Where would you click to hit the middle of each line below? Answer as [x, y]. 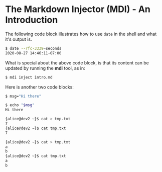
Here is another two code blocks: [40, 87]
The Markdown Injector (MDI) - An [78, 9]
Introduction [32, 20]
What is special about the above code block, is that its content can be [77, 63]
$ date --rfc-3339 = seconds [33, 48]
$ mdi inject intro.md [29, 77]
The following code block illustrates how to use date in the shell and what [81, 34]
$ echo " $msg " [20, 105]
